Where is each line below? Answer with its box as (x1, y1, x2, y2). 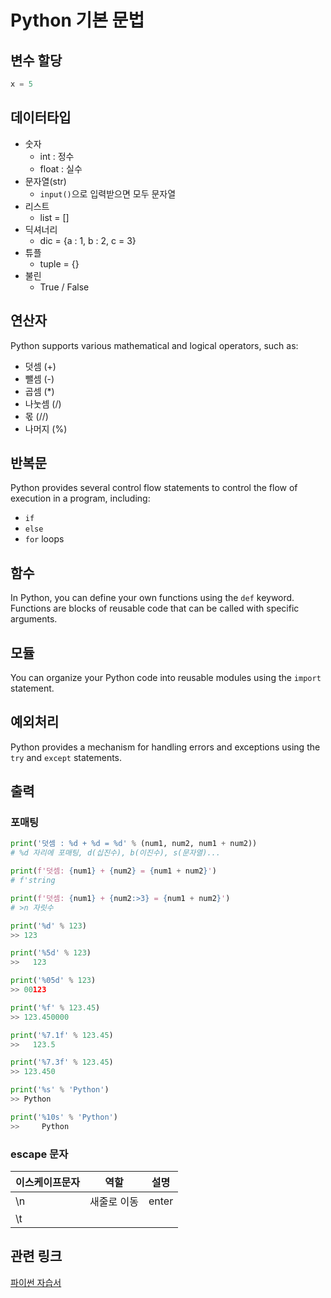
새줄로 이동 (89, 1194, 139, 1208)
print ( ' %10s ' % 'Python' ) (10, 1112, 118, 1122)
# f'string (10, 876, 56, 886)
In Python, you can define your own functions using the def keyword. (10, 592, 295, 604)
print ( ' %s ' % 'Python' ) (10, 1085, 110, 1095)
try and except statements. (10, 751, 123, 763)
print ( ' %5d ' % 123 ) (10, 948, 92, 958)
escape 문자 (10, 1147, 69, 1161)
